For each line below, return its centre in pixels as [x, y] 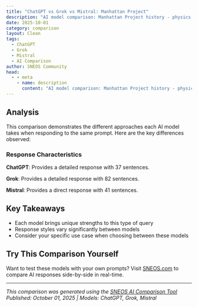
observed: [19, 139]
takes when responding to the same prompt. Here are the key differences [95, 133]
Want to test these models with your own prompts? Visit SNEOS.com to [92, 268]
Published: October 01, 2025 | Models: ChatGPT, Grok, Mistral [82, 298]
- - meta [22, 77]
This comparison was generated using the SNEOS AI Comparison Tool [92, 291]
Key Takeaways [36, 209]
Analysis [23, 112]
